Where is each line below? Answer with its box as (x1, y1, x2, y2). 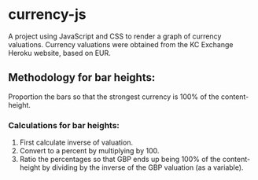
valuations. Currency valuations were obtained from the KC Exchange (8, 39, 234, 49)
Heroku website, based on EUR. (8, 48, 112, 57)
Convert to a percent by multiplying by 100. (19, 146, 160, 156)
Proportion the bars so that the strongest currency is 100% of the (8, 92, 219, 101)
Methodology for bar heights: (8, 71, 156, 84)
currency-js (8, 6, 87, 24)
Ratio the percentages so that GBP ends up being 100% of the (19, 155, 221, 164)
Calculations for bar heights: (8, 119, 120, 130)
